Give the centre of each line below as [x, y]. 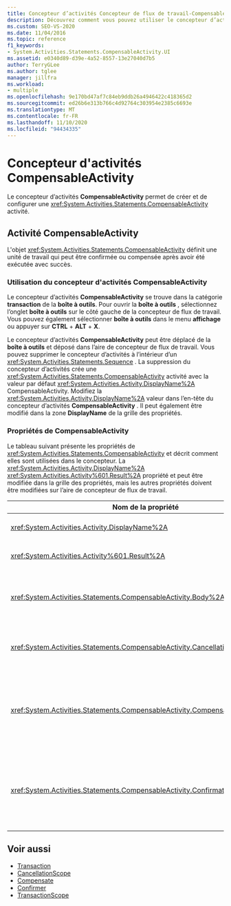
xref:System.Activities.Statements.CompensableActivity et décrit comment [113, 453]
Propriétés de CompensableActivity [68, 431]
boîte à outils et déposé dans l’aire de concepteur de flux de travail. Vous [111, 347]
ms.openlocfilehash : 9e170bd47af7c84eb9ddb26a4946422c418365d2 [100, 97]
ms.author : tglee [32, 71]
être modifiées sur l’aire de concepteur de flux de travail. [87, 490]
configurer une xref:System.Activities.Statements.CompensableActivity [108, 204]
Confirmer [32, 887]
